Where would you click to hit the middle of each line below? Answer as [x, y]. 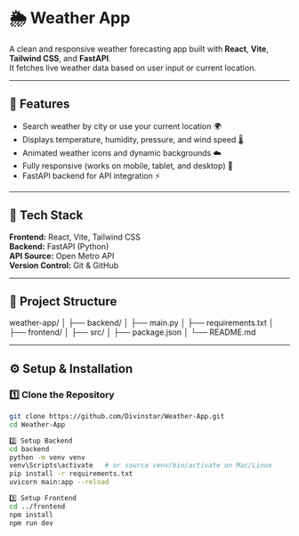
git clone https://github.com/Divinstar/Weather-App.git [117, 417]
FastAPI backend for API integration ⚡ [91, 175]
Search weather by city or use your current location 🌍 [122, 126]
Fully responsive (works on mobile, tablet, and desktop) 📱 [127, 166]
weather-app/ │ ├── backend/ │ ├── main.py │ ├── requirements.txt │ [141, 323]
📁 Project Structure [63, 301]
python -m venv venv [48, 457]
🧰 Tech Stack [46, 215]
